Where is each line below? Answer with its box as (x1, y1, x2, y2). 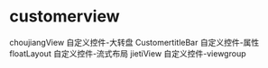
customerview (9, 6, 120, 27)
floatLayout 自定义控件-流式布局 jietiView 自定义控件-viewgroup (9, 47, 246, 59)
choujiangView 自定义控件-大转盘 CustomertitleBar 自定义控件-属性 (9, 37, 260, 47)
